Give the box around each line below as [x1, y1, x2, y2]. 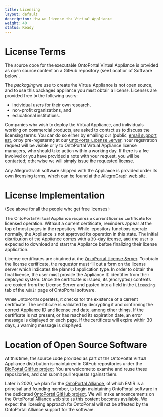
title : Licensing [5, 7, 40, 12]
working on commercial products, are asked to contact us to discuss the [5, 127, 150, 133]
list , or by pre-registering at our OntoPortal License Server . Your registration [5, 138, 157, 143]
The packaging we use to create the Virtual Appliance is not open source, [5, 82, 153, 88]
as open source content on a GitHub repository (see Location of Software [5, 68, 152, 74]
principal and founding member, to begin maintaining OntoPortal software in [5, 386, 157, 392]
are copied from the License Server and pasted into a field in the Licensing [5, 282, 155, 288]
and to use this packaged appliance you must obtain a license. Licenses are [5, 87, 157, 93]
